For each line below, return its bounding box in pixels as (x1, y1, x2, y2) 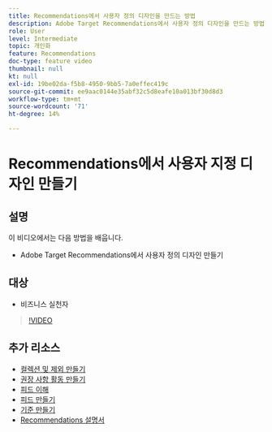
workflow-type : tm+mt (8, 95, 82, 103)
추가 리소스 (8, 341, 61, 355)
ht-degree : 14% (8, 110, 60, 119)
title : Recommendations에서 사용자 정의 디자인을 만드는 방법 (8, 11, 196, 20)
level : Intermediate (8, 34, 79, 43)
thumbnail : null (8, 65, 63, 73)
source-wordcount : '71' (8, 102, 89, 110)
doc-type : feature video (8, 58, 93, 66)
